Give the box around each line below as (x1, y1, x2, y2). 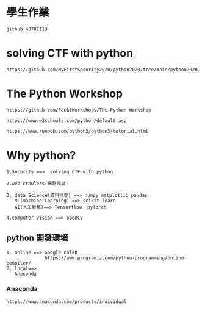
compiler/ (6, 260, 32, 266)
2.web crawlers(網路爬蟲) (6, 181, 69, 187)
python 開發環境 (6, 233, 68, 243)
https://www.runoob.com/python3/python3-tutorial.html (6, 128, 149, 134)
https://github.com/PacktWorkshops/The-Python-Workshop (6, 107, 151, 113)
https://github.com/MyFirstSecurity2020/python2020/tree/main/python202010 (6, 66, 203, 73)
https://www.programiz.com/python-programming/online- (45, 254, 187, 261)
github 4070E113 (6, 26, 48, 32)
